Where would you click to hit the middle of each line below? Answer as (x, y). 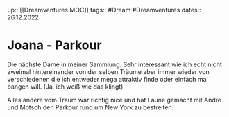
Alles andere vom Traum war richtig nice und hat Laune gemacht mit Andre (114, 100)
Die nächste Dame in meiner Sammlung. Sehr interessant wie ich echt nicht (114, 64)
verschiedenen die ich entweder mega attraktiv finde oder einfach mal (108, 79)
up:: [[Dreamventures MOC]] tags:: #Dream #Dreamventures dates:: (104, 10)
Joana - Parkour (54, 45)
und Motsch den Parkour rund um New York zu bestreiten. (91, 107)
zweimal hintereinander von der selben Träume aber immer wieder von (108, 71)
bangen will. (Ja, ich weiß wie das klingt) (65, 87)
